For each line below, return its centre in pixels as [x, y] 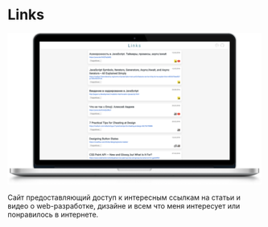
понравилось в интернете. [53, 215]
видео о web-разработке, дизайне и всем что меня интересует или [124, 206]
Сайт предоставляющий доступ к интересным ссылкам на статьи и [124, 197]
